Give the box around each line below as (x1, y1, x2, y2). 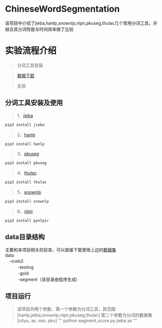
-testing (18, 264, 34, 270)
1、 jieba (17, 112, 33, 118)
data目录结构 (5, 233, 45, 241)
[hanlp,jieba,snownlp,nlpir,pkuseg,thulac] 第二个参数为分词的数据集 (17, 312, 153, 318)
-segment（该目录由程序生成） (18, 276, 81, 282)
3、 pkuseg (17, 151, 40, 157)
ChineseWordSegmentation (5, 3, 120, 15)
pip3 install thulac (5, 180, 47, 185)
